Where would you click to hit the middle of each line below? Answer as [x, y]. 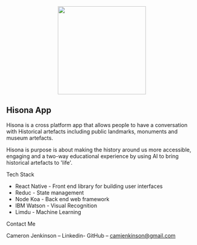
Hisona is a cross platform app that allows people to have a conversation [97, 125]
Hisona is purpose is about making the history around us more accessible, [99, 150]
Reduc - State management [49, 192]
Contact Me [21, 224]
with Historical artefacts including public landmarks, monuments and [92, 131]
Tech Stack [20, 174]
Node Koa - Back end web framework [62, 199]
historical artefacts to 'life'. [39, 162]
